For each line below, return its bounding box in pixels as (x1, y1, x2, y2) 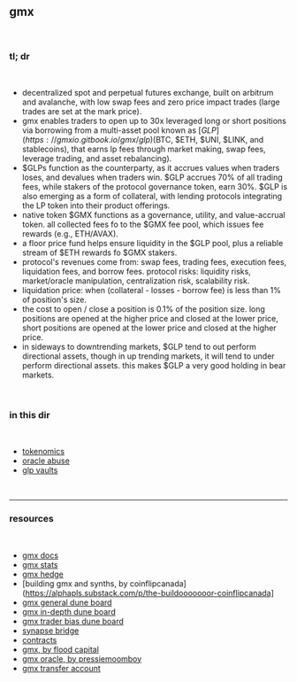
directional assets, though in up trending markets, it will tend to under (21, 351, 276, 361)
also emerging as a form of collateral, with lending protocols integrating (21, 191, 283, 202)
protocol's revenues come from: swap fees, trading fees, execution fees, (21, 257, 287, 267)
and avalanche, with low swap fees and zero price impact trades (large (21, 97, 280, 107)
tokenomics (21, 446, 65, 457)
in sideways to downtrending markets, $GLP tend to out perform (21, 342, 256, 353)
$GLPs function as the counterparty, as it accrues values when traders (21, 163, 280, 174)
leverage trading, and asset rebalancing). (21, 153, 172, 164)
